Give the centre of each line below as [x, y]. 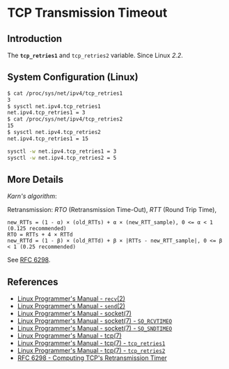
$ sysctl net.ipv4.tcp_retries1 [54, 106]
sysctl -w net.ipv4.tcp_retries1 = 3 [62, 151]
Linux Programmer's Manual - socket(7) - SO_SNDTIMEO [95, 329]
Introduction [35, 39]
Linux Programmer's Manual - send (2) [71, 306]
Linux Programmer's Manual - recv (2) [71, 299]
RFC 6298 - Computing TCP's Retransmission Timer [92, 358]
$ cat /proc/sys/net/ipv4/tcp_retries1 [65, 93]
